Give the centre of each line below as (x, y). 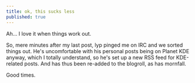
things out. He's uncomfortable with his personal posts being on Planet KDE (98, 51)
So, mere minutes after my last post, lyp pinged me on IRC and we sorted (95, 45)
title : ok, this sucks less (41, 11)
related (15, 63)
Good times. (21, 75)
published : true (26, 17)
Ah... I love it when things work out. (49, 33)
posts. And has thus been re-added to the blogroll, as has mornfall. (105, 63)
